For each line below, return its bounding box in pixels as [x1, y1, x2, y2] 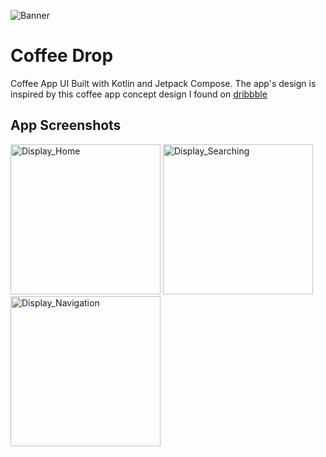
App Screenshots [10, 117, 122, 134]
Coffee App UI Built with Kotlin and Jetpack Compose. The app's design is [10, 77, 317, 89]
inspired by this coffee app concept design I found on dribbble [10, 88, 268, 100]
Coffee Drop [10, 45, 114, 67]
